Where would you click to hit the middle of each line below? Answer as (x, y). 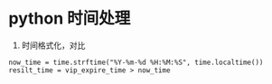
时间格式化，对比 (53, 45)
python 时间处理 (70, 19)
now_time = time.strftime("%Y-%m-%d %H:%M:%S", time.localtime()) (136, 62)
